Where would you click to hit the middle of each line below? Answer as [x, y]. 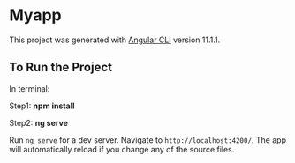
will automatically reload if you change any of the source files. [122, 149]
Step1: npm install [42, 106]
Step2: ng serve [39, 122]
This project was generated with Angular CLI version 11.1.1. [115, 40]
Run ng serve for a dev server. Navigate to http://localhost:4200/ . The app [148, 140]
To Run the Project [61, 67]
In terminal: [30, 88]
